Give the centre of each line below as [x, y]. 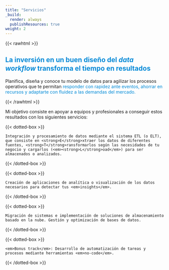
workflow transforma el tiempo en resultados [78, 68]
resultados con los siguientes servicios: [46, 117]
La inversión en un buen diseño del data [70, 60]
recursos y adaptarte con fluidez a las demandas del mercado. [70, 92]
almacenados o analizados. [34, 154]
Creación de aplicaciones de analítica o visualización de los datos [80, 183]
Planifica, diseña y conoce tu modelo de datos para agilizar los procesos [81, 81]
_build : [13, 15]
